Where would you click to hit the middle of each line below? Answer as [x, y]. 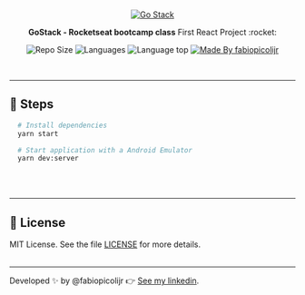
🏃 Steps [32, 104]
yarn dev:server [48, 159]
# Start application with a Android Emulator [105, 150]
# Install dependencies [62, 125]
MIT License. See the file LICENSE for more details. [105, 244]
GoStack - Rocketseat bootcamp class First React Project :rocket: [152, 32]
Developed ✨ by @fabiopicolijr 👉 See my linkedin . [104, 280]
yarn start [38, 133]
